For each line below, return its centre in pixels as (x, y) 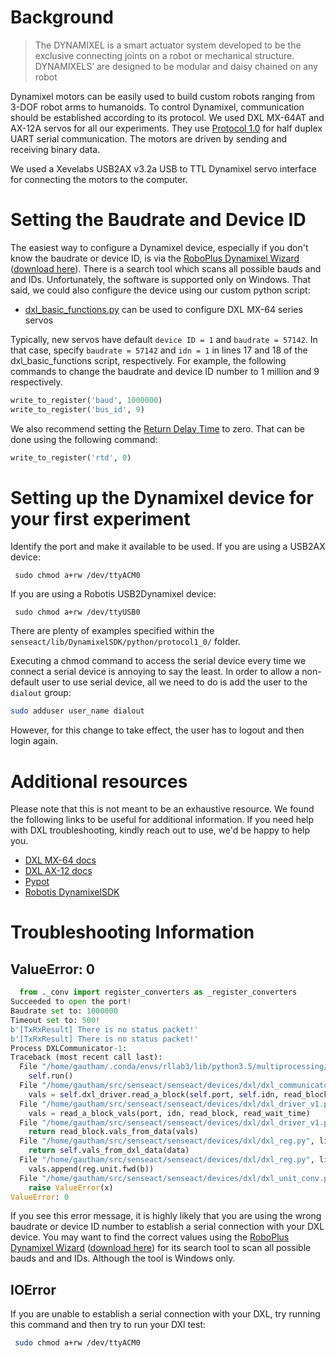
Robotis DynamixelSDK (72, 892)
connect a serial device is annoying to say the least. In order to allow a (155, 672)
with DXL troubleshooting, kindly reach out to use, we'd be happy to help (160, 830)
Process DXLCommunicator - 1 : (69, 1048)
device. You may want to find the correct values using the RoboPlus (150, 1237)
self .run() (51, 1076)
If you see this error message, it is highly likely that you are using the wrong (166, 1216)
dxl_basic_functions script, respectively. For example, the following (148, 360)
